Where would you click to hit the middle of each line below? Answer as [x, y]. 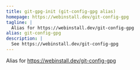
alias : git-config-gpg [34, 33]
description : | [24, 38]
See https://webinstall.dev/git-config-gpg [65, 44]
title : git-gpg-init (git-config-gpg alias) [61, 11]
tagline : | [19, 22]
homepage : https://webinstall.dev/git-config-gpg [68, 17]
